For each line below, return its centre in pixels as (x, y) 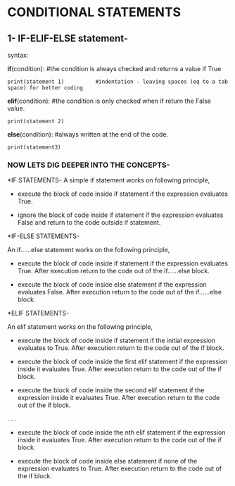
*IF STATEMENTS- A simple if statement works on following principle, (109, 180)
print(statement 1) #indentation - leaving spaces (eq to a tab (118, 82)
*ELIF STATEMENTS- (38, 313)
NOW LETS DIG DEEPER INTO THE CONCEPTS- (89, 165)
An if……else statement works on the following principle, (89, 250)
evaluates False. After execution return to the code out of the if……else (120, 292)
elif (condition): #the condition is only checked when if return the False (109, 101)
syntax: (18, 55)
